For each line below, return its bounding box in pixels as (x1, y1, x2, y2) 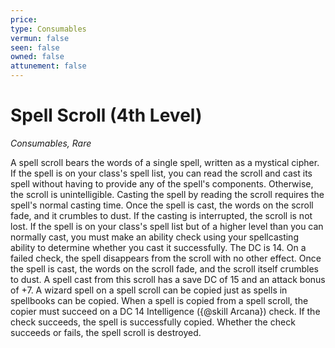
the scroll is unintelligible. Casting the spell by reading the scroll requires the (10, 188, 325, 200)
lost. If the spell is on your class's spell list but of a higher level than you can (10, 220, 324, 232)
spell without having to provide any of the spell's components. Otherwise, (10, 177, 314, 190)
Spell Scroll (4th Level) (10, 104, 203, 127)
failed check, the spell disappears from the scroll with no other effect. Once (10, 252, 322, 264)
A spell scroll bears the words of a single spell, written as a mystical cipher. (10, 156, 320, 168)
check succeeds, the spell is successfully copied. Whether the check (10, 316, 296, 328)
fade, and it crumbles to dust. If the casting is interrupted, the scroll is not (10, 209, 313, 221)
